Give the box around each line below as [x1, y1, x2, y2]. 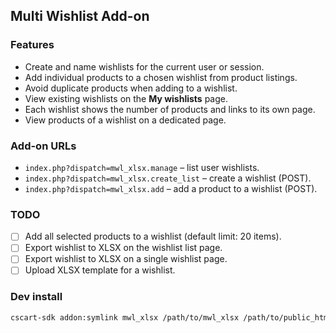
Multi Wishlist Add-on [10, 8, 150, 25]
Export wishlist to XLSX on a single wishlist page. [24, 253, 228, 265]
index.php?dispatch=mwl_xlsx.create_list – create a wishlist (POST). [24, 172, 312, 184]
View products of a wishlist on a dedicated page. [24, 114, 227, 126]
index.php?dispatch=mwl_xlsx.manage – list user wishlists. [24, 161, 260, 173]
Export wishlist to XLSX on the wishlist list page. [24, 242, 223, 254]
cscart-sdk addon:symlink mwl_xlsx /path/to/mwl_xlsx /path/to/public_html [10, 312, 333, 323]
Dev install [10, 290, 63, 304]
